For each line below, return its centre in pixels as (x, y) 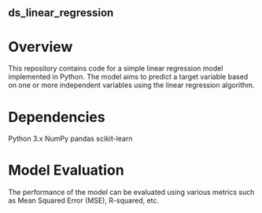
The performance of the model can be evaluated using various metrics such (131, 193)
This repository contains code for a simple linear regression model (116, 68)
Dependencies (57, 117)
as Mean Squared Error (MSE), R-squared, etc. (84, 200)
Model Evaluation (66, 170)
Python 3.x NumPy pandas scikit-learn (70, 139)
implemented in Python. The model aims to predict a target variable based (128, 77)
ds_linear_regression (61, 13)
